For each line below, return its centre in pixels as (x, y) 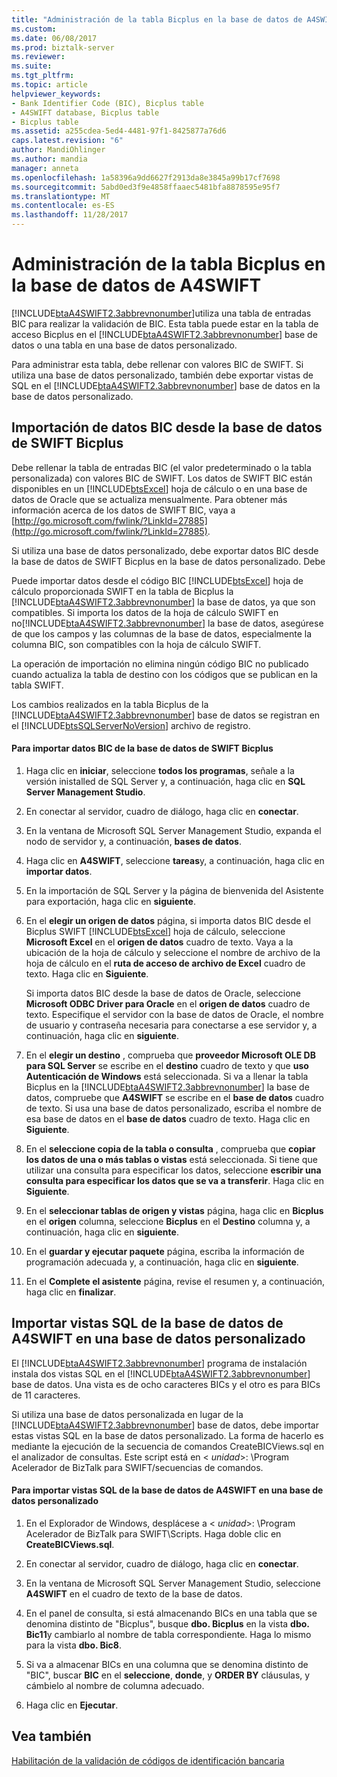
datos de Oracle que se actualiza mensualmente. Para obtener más (149, 499)
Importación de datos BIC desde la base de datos (167, 427)
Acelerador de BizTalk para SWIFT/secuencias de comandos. (137, 1467)
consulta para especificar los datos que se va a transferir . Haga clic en (174, 1180)
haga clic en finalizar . (71, 1292)
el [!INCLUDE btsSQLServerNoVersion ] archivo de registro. (131, 725)
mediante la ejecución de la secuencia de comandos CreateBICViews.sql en (168, 1446)
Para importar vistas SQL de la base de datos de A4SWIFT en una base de (167, 1490)
